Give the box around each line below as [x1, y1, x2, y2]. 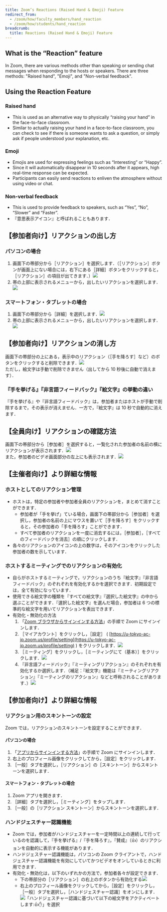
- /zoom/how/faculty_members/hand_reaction [9, 17, 101, 22]
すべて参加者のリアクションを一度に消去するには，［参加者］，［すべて [19, 529, 161, 536]
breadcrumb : [5, 26, 30, 31]
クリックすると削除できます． [18, 360, 80, 366]
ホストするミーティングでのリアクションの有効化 [5, 562, 122, 569]
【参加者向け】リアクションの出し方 [5, 231, 116, 240]
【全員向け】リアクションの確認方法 [5, 427, 116, 436]
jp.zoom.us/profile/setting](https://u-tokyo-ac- [19, 637, 116, 643]
